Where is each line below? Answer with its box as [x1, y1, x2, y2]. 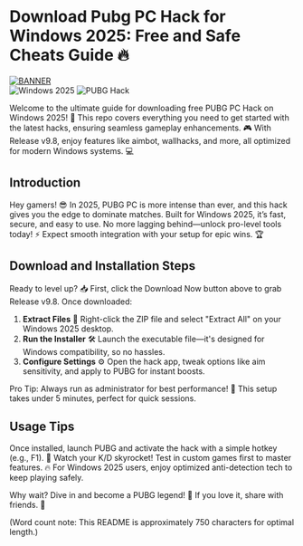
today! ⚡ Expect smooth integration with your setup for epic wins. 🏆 [9, 228, 264, 239]
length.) [9, 527, 39, 538]
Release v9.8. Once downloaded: [9, 296, 133, 307]
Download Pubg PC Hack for [9, 6, 226, 27]
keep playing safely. [9, 473, 84, 484]
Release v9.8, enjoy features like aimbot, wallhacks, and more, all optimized [9, 135, 291, 146]
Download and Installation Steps [9, 258, 196, 273]
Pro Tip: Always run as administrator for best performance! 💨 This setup [9, 383, 278, 394]
